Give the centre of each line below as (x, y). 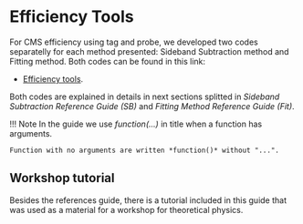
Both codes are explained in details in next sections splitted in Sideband (145, 97)
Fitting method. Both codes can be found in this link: (108, 61)
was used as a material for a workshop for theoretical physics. (126, 209)
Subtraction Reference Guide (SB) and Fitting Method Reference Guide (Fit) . (152, 106)
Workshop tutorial (62, 178)
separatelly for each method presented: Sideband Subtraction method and (149, 51)
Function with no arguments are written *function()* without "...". (145, 150)
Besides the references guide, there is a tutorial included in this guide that (148, 200)
